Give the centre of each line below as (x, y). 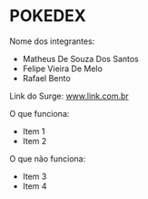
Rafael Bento (46, 78)
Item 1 (34, 131)
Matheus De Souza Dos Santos (80, 58)
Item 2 (35, 141)
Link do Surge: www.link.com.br (69, 96)
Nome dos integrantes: (52, 41)
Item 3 (35, 176)
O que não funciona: (48, 158)
